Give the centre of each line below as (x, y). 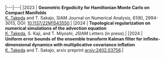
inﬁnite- (152, 39)
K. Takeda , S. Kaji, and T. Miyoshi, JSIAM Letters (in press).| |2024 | (74, 33)
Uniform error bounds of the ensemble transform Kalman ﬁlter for (74, 39)
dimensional (18, 45)
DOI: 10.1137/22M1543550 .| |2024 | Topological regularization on (84, 23)
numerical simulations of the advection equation (56, 28)
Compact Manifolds (26, 13)
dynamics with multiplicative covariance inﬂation (83, 45)
